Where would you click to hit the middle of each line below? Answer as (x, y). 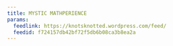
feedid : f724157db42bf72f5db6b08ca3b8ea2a (75, 32)
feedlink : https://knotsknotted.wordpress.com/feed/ (90, 26)
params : (18, 20)
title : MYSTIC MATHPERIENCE (47, 13)
